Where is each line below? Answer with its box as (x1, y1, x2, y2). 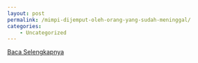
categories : (7, 23, 42, 29)
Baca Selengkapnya (7, 48, 65, 56)
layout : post (7, 10, 45, 17)
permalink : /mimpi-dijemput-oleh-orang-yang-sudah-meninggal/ (7, 16, 191, 23)
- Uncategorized (19, 29, 67, 36)
